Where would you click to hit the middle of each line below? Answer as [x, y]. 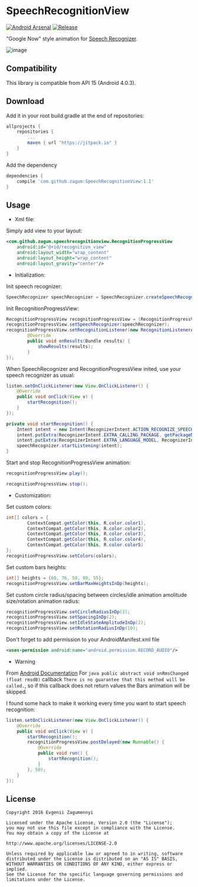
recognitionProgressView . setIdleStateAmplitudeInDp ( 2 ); [76, 623]
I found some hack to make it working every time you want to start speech [96, 703]
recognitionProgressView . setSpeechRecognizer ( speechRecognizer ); [88, 325]
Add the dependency [32, 165]
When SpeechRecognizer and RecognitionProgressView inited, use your [94, 369]
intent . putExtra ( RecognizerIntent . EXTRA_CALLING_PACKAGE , [89, 435]
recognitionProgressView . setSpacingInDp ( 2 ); [62, 617]
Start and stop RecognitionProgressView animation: [69, 462]
